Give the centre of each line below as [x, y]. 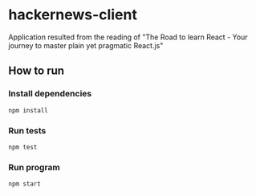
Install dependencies [50, 94]
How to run [37, 71]
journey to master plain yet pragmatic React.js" [86, 45]
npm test [23, 147]
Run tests [27, 130]
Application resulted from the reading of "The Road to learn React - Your [128, 37]
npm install [28, 110]
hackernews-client [73, 15]
